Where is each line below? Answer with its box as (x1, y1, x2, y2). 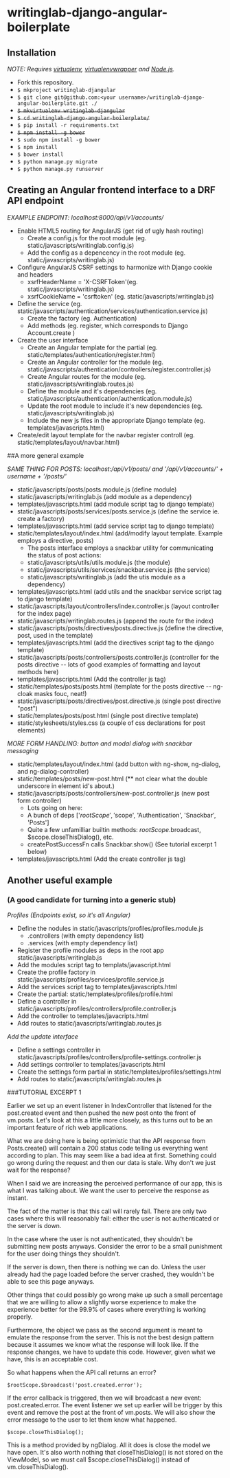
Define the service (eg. (16, 299, 82, 308)
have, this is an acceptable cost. (7, 1354, 98, 1363)
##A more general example (7, 451, 84, 459)
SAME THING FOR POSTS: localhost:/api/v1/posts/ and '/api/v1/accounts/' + (7, 465, 224, 473)
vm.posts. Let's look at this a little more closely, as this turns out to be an (7, 1116, 213, 1124)
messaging (7, 746, 39, 754)
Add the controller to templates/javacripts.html (16, 1011, 149, 1020)
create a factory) (16, 514, 65, 522)
